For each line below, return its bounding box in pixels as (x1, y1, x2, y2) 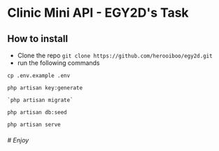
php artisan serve (7, 121, 61, 128)
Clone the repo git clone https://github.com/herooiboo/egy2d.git (17, 51, 213, 59)
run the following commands (17, 59, 100, 67)
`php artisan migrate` (7, 96, 73, 103)
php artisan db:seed (7, 109, 68, 116)
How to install (7, 33, 69, 45)
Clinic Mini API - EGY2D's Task (7, 5, 189, 21)
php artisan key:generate (7, 85, 83, 92)
